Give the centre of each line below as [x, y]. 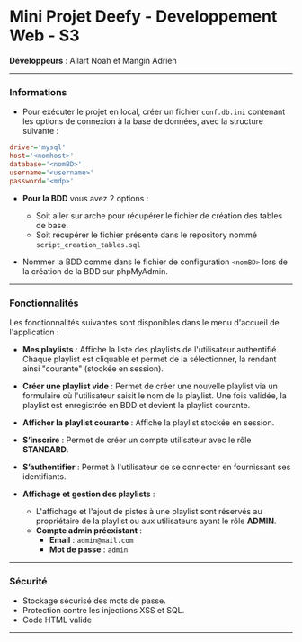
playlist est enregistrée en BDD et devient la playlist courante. [136, 405]
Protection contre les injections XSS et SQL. [103, 611]
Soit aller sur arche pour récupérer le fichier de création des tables [159, 215]
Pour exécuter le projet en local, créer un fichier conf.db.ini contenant [154, 112]
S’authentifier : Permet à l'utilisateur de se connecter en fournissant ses [156, 467]
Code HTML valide [57, 620]
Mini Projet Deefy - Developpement [143, 17]
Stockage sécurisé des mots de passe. [94, 601]
